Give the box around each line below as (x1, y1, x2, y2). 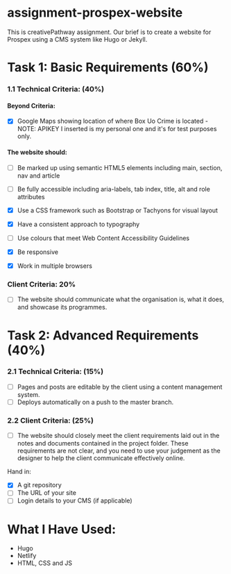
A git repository (17, 481, 62, 489)
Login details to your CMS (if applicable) (17, 496, 133, 505)
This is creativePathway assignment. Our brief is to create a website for (7, 28, 212, 36)
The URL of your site (17, 489, 76, 497)
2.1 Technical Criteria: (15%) (7, 366, 104, 376)
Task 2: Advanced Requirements (7, 328, 199, 343)
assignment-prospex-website (7, 5, 183, 21)
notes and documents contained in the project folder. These (17, 439, 189, 448)
